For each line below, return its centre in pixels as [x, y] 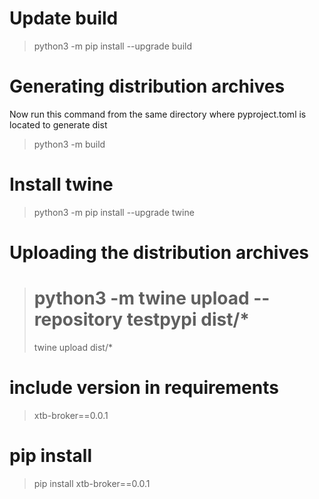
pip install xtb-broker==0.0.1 [92, 483]
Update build [64, 18]
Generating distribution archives [147, 86]
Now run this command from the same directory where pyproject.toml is [158, 114]
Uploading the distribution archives [159, 253]
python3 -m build [69, 144]
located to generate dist [58, 124]
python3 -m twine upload [141, 298]
